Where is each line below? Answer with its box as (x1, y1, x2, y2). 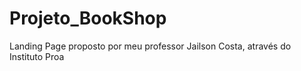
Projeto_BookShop (9, 7, 167, 30)
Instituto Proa (9, 50, 65, 62)
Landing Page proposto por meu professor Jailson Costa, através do (9, 40, 292, 52)
